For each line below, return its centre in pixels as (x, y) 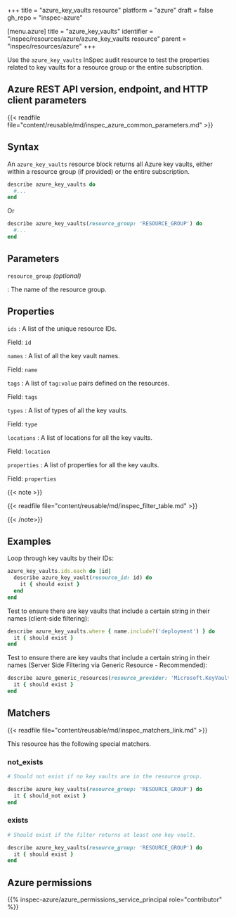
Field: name (22, 369)
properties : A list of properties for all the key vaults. (83, 464)
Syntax (23, 147)
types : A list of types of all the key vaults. (67, 410)
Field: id (19, 342)
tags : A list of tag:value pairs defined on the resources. (88, 383)
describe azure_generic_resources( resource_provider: (88, 678)
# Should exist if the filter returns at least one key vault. (102, 835)
